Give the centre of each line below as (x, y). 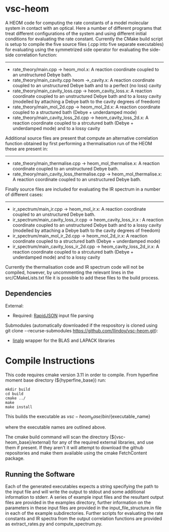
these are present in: (27, 149)
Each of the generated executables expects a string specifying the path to (82, 487)
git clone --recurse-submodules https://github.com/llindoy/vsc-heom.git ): (82, 330)
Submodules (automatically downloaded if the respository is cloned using (81, 325)
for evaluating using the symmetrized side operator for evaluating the (77, 49)
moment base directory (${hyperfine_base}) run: (56, 380)
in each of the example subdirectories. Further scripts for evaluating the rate (84, 513)
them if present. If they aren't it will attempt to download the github (74, 448)
